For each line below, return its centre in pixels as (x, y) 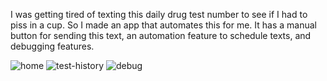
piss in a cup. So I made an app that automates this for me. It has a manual (164, 25)
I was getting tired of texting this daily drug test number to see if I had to (159, 14)
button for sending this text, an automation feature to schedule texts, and (161, 35)
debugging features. (52, 46)
